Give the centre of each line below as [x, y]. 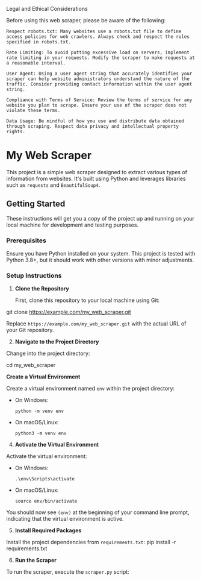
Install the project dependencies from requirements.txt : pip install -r [91, 542]
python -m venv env [39, 411]
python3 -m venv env [41, 433]
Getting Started [36, 204]
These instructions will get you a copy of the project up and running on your [100, 218]
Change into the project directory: [48, 353]
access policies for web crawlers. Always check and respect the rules [98, 37]
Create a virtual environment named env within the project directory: [91, 389]
